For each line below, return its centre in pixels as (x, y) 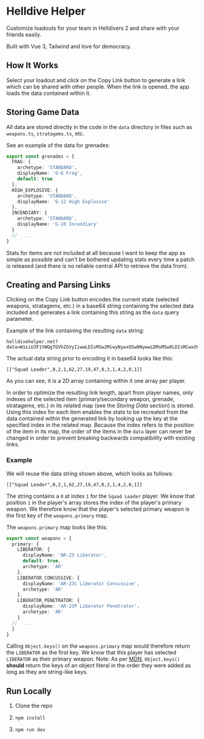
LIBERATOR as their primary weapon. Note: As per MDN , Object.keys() (93, 659)
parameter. (20, 319)
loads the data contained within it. (49, 93)
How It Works (32, 65)
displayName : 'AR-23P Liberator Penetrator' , (81, 606)
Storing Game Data (43, 112)
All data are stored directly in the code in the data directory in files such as (99, 127)
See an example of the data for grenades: (58, 145)
